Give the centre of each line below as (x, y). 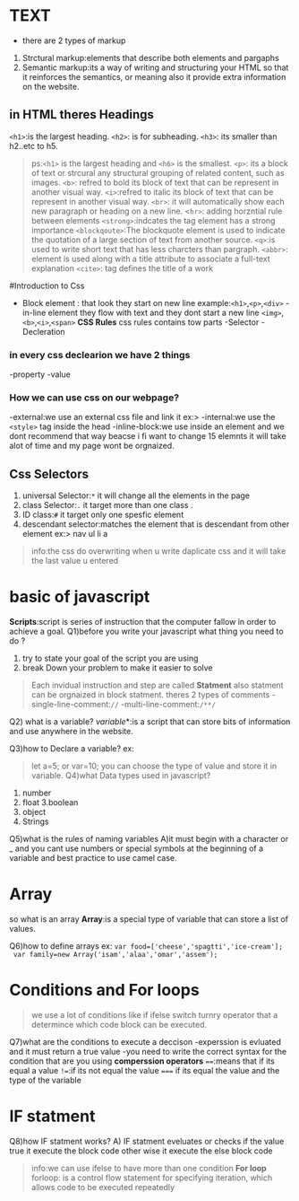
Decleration (43, 331)
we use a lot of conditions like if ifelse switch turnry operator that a (154, 1014)
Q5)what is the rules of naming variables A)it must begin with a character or (149, 839)
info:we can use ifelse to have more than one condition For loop (149, 1168)
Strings (35, 821)
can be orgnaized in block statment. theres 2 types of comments (150, 695)
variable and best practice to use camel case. (93, 858)
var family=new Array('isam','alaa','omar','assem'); (115, 955)
